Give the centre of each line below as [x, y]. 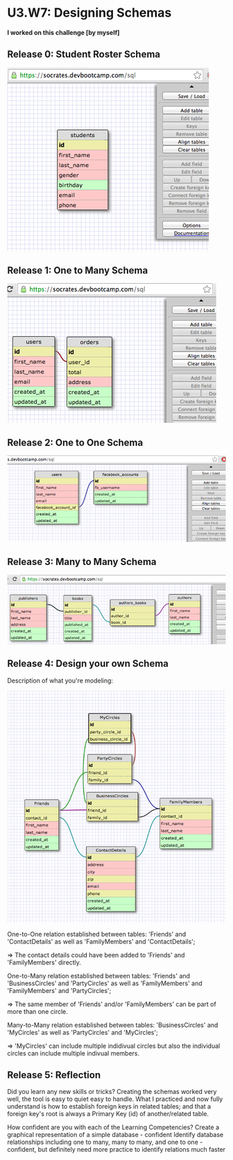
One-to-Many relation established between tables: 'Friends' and [99, 976]
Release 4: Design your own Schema [88, 664]
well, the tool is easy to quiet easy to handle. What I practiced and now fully [115, 1099]
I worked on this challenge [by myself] [63, 32]
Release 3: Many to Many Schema [82, 562]
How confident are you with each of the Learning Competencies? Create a [113, 1127]
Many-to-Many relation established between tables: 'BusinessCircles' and [113, 1025]
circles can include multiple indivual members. [74, 1053]
